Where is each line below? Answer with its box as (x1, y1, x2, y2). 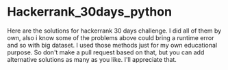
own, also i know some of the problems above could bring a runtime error (7, 33, 214, 41)
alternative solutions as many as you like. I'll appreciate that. (7, 55, 177, 63)
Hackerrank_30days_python (7, 4, 173, 20)
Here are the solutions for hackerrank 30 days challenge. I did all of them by (7, 27, 222, 35)
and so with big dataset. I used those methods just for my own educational (7, 41, 218, 49)
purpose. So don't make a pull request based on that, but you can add (7, 48, 205, 56)
